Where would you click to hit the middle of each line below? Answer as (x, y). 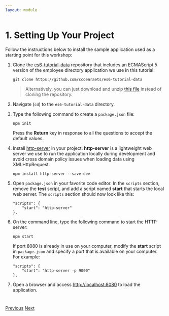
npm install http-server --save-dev (51, 174)
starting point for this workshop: (39, 55)
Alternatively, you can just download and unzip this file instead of (93, 89)
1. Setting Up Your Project (60, 35)
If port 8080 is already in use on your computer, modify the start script (87, 246)
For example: (26, 257)
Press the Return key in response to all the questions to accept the (82, 133)
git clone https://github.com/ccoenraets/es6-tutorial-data (77, 80)
